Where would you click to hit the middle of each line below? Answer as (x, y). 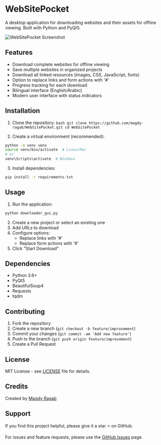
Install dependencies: (34, 168)
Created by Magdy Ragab (31, 398)
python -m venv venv (26, 145)
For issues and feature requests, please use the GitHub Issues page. (74, 437)
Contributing (25, 311)
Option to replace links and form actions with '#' (60, 80)
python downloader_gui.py (31, 213)
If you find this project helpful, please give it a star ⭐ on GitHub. (69, 425)
